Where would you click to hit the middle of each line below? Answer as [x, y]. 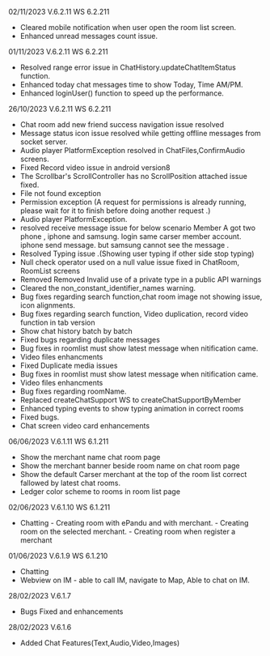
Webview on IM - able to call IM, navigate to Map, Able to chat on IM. [135, 580]
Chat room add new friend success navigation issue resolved [122, 124]
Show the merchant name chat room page [90, 457]
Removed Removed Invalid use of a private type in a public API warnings [141, 279]
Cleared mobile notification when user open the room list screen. [128, 27]
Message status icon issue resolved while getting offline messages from [140, 133]
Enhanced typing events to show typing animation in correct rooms [132, 409]
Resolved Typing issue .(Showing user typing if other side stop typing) [137, 253]
